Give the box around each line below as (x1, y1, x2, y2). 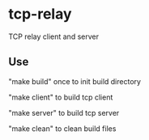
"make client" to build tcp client (8, 92, 113, 102)
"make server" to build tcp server (8, 108, 120, 117)
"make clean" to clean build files (8, 123, 117, 134)
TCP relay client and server (8, 32, 100, 41)
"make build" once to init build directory (8, 76, 142, 86)
